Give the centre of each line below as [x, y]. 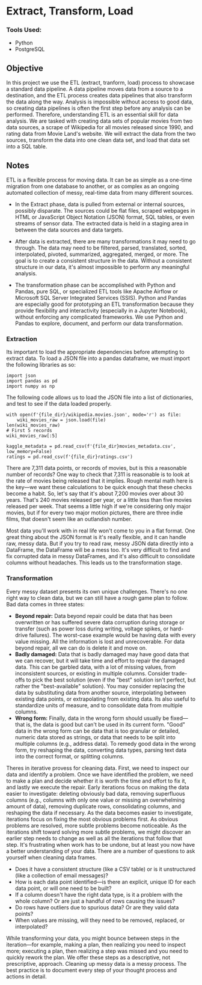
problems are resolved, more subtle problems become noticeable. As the [96, 825]
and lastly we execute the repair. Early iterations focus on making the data [98, 787]
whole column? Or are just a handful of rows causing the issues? [95, 901]
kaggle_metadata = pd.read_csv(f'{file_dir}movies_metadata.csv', [91, 447]
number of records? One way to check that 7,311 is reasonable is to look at [98, 474]
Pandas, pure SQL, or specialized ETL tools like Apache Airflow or [96, 291]
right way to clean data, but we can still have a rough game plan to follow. [97, 598]
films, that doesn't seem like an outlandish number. [69, 519]
